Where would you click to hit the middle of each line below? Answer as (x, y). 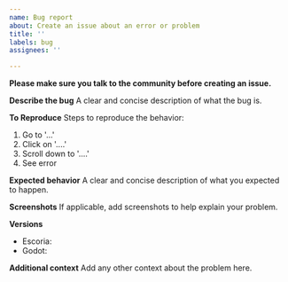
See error (39, 163)
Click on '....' (44, 145)
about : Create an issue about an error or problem (105, 26)
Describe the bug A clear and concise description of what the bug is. (136, 101)
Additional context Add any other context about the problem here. (131, 268)
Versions (26, 224)
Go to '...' (38, 135)
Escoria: (37, 241)
